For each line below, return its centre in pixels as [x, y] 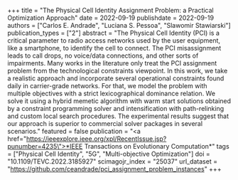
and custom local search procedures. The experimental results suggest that [118, 116]
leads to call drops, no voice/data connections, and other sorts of [103, 55]
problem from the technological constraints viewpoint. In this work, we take [118, 71]
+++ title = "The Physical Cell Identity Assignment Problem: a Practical [111, 10]
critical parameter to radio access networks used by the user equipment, [114, 41]
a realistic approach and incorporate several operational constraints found [116, 78]
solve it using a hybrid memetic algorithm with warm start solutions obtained [119, 101]
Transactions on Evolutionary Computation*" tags [157, 146]
